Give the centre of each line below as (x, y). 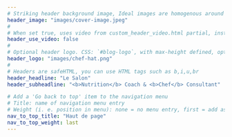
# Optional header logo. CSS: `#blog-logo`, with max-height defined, (111, 53)
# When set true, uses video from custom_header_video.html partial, (109, 33)
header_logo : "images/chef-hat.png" (60, 59)
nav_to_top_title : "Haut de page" (57, 116)
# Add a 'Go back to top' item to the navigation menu (88, 97)
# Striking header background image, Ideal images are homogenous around (116, 13)
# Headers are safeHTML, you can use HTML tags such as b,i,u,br (103, 71)
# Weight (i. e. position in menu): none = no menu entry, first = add (112, 110)
